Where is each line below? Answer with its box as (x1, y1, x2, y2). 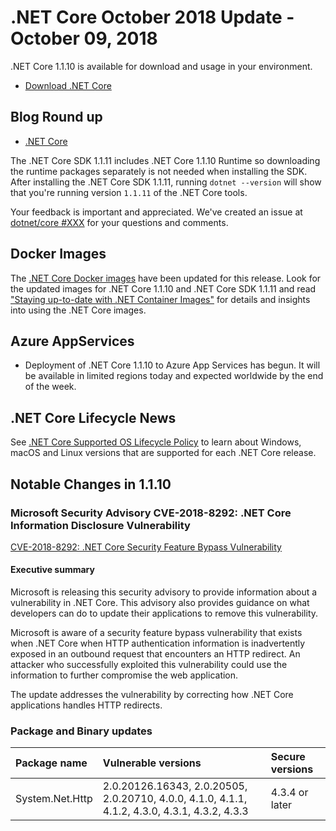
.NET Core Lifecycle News (10, 409, 177, 426)
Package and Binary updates (10, 724, 153, 738)
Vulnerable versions (102, 756, 202, 770)
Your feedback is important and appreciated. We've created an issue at (10, 206, 303, 218)
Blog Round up (10, 109, 103, 126)
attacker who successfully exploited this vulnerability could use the (10, 659, 288, 671)
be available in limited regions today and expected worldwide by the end (24, 370, 324, 382)
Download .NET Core (24, 79, 112, 91)
